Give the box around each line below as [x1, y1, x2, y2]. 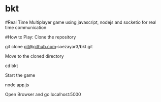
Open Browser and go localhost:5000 [5, 91, 81, 97]
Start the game [5, 72, 35, 78]
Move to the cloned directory [5, 53, 64, 59]
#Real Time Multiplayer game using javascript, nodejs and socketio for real [5, 19, 157, 25]
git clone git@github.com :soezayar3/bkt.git [5, 43, 93, 49]
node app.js [5, 82, 30, 88]
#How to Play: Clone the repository [5, 34, 76, 40]
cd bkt [5, 63, 18, 68]
